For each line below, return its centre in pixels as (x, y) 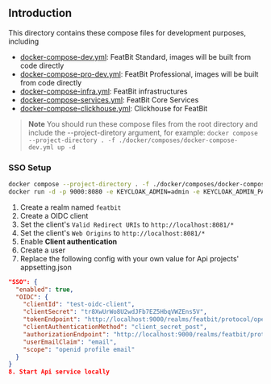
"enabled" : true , (45, 290)
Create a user (43, 250)
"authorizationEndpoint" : (67, 334)
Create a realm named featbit (71, 207)
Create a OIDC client (54, 215)
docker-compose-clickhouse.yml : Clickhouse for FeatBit (114, 108)
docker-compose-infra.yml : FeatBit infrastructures (104, 91)
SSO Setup (30, 167)
